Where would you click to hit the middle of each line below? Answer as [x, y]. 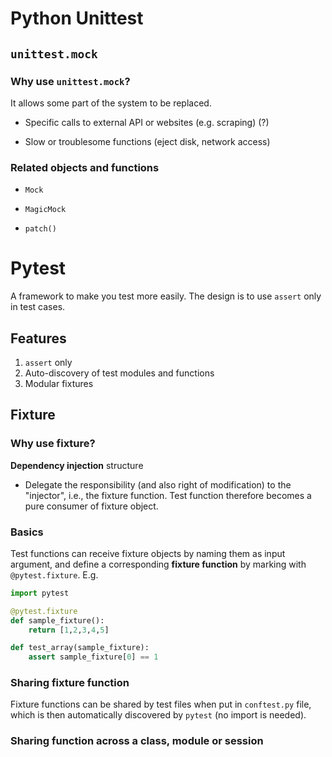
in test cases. [38, 307]
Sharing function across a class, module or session [137, 741]
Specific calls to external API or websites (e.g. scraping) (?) [147, 122]
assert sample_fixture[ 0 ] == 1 [93, 657]
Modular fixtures [59, 383]
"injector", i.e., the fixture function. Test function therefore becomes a [168, 495]
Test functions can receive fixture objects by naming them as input [148, 553]
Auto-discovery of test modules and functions [119, 373]
